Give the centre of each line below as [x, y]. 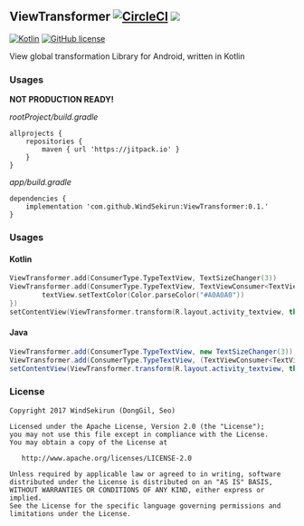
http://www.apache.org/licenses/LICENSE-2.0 [107, 458]
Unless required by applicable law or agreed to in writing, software [145, 474]
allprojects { [36, 134]
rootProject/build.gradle [54, 117]
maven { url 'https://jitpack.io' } [111, 150]
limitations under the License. [70, 513]
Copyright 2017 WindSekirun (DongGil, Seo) [93, 410]
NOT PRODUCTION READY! [62, 100]
